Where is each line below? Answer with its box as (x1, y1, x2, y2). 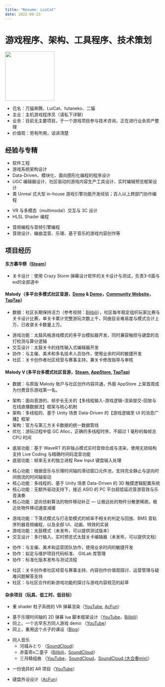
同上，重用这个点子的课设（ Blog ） (12, 626, 82, 632)
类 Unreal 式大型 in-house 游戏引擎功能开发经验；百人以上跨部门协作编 (12, 191, 157, 197)
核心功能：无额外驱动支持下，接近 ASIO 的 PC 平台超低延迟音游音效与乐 (12, 487, 159, 493)
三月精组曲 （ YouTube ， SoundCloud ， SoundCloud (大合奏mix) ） (19, 655, 153, 661)
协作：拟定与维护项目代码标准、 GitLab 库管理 (12, 551, 106, 557)
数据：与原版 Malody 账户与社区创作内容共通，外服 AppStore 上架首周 (12, 381, 155, 387)
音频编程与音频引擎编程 (12, 224, 60, 230)
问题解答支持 (16, 573, 43, 579)
